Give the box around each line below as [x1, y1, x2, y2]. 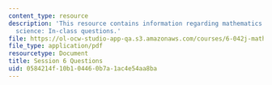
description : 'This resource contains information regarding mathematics [8, 19, 263, 28]
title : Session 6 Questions [8, 57, 104, 66]
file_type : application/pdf [8, 42, 104, 50]
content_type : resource [8, 11, 89, 20]
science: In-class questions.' [15, 27, 121, 35]
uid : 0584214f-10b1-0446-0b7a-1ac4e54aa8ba [8, 65, 158, 73]
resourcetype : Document [8, 49, 89, 57]
